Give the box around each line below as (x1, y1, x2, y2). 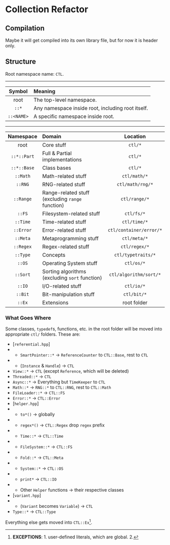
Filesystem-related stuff (42, 210, 100, 217)
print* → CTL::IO (20, 476, 57, 482)
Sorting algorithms (42, 268, 87, 275)
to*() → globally (20, 411, 55, 417)
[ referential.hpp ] (12, 341, 51, 347)
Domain (42, 133, 62, 140)
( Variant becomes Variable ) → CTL (20, 503, 93, 509)
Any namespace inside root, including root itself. (33, 104, 148, 111)
